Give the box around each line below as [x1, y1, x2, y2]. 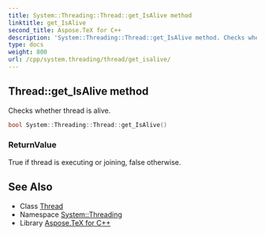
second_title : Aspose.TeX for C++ [8, 26, 122, 34]
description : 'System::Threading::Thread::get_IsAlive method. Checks [8, 33, 245, 42]
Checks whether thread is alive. [8, 106, 111, 115]
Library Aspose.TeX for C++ [19, 218, 111, 227]
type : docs [8, 41, 44, 49]
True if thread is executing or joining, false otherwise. [8, 157, 181, 166]
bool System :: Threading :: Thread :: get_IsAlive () [8, 121, 168, 129]
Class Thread [19, 201, 64, 211]
